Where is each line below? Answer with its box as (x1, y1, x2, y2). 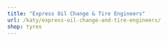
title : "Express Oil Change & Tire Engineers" (7, 10, 146, 17)
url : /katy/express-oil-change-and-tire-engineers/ (7, 17, 161, 24)
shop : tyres (7, 23, 42, 30)
